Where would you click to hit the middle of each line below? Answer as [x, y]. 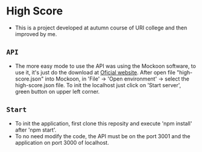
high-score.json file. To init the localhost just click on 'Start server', [98, 85]
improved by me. [36, 34]
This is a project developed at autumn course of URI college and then [101, 28]
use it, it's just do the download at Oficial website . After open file [95, 72]
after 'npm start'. [36, 130]
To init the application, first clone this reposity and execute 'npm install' [103, 123]
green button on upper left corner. [57, 91]
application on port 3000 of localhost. [62, 142]
